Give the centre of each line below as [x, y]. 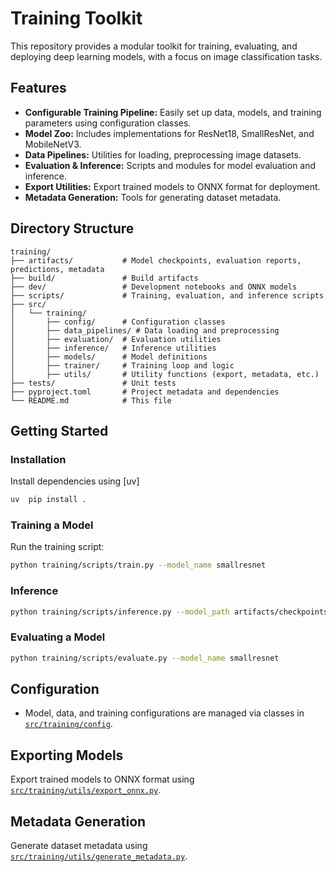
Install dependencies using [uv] [75, 481]
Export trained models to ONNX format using [102, 779]
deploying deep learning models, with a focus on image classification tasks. [166, 56]
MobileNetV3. [53, 144]
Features [38, 88]
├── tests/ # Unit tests [93, 383]
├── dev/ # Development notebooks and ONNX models [154, 287]
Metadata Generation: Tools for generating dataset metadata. [153, 197]
